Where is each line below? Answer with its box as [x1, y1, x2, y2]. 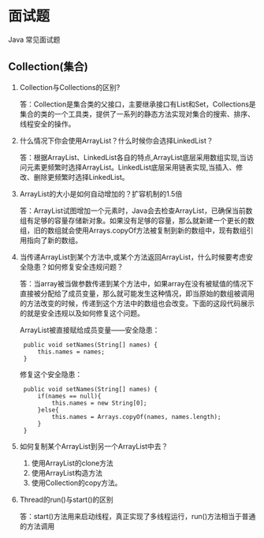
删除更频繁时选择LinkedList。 [33, 172, 129, 181]
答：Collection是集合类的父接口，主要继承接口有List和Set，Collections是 [19, 99, 256, 109]
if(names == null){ [37, 392, 102, 400]
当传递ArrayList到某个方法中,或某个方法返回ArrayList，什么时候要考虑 [19, 252, 247, 261]
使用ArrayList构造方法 [31, 468, 102, 477]
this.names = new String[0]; [51, 399, 147, 407]
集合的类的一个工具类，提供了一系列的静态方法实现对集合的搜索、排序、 [19, 109, 255, 118]
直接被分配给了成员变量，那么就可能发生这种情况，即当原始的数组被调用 [19, 289, 255, 298]
